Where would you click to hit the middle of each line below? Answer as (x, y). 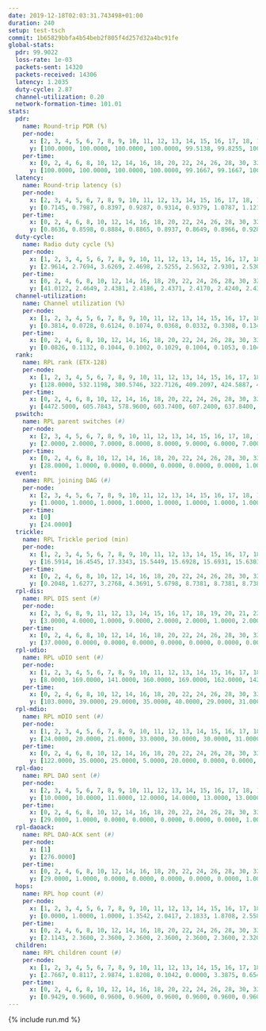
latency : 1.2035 (42, 82)
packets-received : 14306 (56, 75)
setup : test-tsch (37, 30)
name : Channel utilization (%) (74, 303)
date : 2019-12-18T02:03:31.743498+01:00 (76, 15)
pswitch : (30, 414)
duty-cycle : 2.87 (44, 89)
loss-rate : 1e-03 (44, 60)
